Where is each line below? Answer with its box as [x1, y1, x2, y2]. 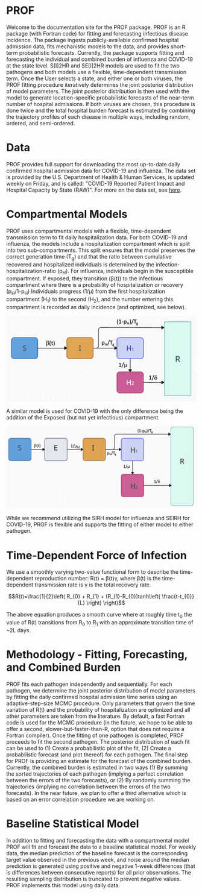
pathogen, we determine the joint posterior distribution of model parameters [6, 686, 196, 694]
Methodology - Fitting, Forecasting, [6, 648, 188, 662]
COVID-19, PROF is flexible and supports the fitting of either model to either [6, 521, 194, 528]
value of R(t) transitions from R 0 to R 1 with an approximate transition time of [6, 619, 194, 627]
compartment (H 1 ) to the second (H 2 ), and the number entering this [6, 296, 174, 304]
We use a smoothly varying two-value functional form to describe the [6, 568, 179, 576]
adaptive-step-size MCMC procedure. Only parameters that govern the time [6, 700, 195, 707]
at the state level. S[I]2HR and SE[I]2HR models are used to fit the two [6, 61, 180, 69]
